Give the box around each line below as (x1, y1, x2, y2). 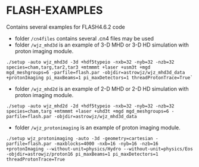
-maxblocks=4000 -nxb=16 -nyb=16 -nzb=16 (54, 141, 159, 147)
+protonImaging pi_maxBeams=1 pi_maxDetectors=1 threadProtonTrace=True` (6, 75, 194, 81)
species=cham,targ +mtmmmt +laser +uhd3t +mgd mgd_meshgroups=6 (6, 108, 169, 114)
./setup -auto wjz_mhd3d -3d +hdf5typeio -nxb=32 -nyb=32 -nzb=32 (6, 59, 175, 65)
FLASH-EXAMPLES (6, 4, 103, 17)
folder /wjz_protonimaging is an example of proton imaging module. (14, 123, 181, 131)
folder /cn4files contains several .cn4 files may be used (14, 35, 154, 42)
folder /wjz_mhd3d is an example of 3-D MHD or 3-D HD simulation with (14, 41, 189, 48)
